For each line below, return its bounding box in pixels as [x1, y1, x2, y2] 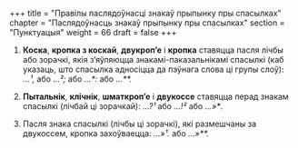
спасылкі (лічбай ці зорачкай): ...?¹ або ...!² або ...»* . [22, 101, 223, 112]
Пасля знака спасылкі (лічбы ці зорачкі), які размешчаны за [22, 118, 257, 129]
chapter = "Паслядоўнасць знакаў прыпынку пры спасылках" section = [9, 17, 285, 28]
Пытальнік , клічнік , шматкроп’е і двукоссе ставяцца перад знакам [22, 91, 289, 102]
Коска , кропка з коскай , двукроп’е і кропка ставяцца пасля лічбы [22, 44, 284, 55]
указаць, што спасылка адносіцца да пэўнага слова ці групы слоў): [22, 64, 284, 74]
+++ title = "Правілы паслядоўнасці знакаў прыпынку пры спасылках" [9, 8, 282, 18]
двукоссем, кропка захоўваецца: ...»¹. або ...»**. [22, 128, 209, 139]
